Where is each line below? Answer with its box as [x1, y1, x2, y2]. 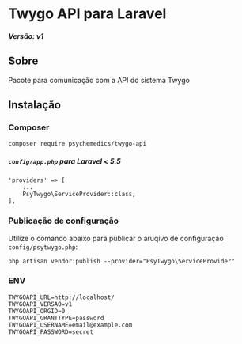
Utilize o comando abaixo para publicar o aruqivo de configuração [8, 233, 224, 243]
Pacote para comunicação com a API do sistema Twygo [8, 75, 190, 85]
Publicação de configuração [8, 215, 119, 226]
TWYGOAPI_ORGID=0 [8, 307, 66, 315]
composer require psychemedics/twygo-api [8, 140, 147, 148]
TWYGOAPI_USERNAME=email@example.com [8, 321, 133, 329]
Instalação [8, 98, 62, 112]
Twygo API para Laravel [8, 5, 167, 23]
